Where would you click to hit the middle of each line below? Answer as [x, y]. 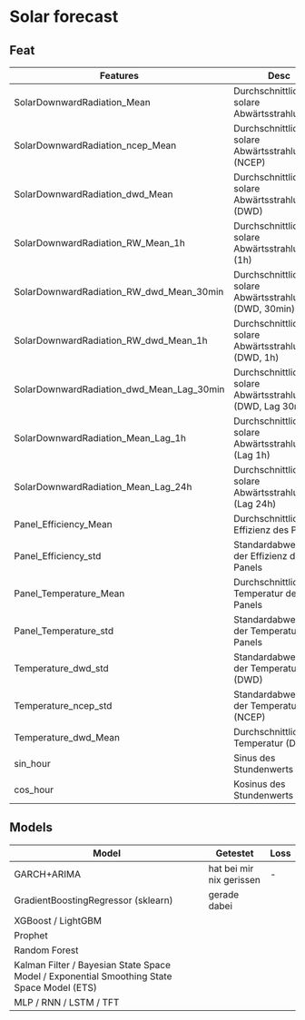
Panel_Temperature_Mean [69, 593]
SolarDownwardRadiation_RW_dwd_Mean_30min [119, 292]
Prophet [31, 935]
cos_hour [34, 790]
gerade [224, 894]
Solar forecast [64, 17]
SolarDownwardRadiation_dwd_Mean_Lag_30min [119, 389]
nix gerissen [234, 879]
